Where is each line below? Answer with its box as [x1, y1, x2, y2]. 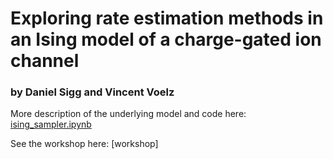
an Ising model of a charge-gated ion [10, 28, 322, 51]
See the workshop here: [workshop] [10, 138, 159, 150]
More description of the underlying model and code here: [10, 108, 247, 120]
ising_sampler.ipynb [10, 118, 92, 131]
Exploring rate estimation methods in [10, 7, 324, 30]
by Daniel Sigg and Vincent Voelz [10, 85, 175, 99]
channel [10, 50, 80, 72]
